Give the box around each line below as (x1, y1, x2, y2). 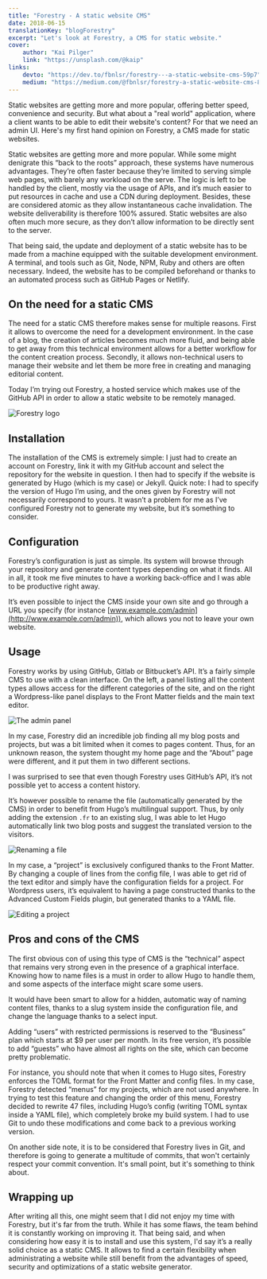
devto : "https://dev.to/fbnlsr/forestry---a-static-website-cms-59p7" (22, 71, 261, 79)
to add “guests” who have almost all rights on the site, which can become (8, 1044, 249, 1053)
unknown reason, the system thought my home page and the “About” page (8, 748, 253, 757)
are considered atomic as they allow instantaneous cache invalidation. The (8, 200, 253, 209)
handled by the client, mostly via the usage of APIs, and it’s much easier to (8, 183, 252, 192)
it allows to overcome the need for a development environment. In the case (8, 327, 253, 336)
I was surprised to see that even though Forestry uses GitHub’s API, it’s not (8, 772, 253, 781)
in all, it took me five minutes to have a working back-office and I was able (8, 573, 251, 582)
